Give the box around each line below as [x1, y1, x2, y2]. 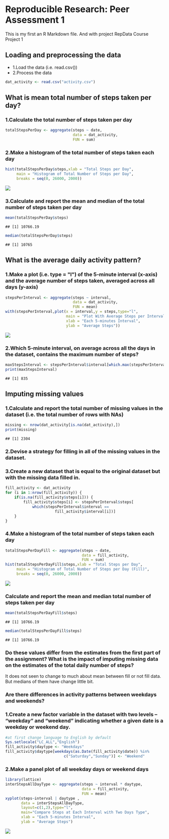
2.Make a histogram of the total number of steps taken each [5, 149, 154, 156]
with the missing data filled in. [5, 474, 80, 481]
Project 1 [5, 36, 24, 42]
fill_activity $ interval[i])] [54, 509, 116, 514]
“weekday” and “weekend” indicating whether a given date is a [5, 717, 163, 724]
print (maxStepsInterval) [5, 367, 57, 372]
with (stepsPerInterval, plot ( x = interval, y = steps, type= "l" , [5, 309, 138, 314]
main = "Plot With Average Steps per [66, 314, 145, 319]
